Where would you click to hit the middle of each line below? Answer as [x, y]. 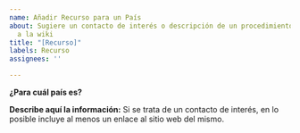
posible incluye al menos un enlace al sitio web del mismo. [117, 119]
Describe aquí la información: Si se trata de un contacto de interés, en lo [144, 109]
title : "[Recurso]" [46, 42]
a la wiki [35, 34]
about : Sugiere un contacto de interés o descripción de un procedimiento [151, 26]
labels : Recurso [39, 51]
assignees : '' [36, 59]
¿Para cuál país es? [46, 92]
